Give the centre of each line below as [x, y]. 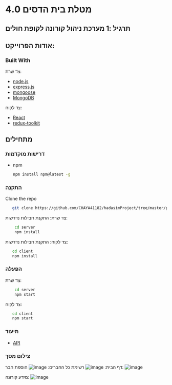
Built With [18, 60]
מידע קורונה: [17, 377]
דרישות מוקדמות [25, 154]
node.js [21, 82]
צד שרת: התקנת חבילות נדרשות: [36, 218]
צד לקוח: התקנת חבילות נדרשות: [37, 241]
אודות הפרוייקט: [30, 45]
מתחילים [19, 139]
